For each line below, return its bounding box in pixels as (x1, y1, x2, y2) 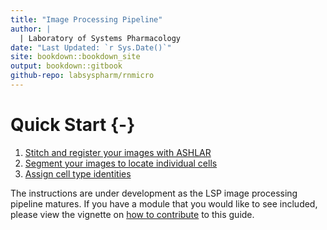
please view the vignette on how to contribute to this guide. (10, 208, 255, 220)
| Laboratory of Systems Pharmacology (19, 33, 182, 43)
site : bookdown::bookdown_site (10, 52, 141, 62)
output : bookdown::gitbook (10, 61, 123, 71)
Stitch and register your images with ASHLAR (24, 146, 212, 158)
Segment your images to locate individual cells (24, 157, 218, 169)
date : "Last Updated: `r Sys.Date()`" (10, 42, 172, 53)
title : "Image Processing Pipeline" (10, 14, 163, 25)
